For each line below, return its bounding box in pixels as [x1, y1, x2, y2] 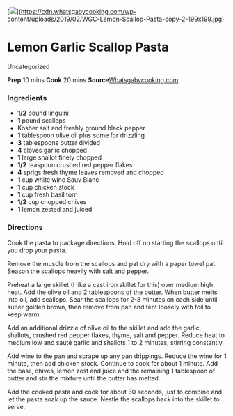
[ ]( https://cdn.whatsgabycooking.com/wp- [7, 8, 137, 15]
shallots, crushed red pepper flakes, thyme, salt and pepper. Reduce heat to [7, 331, 225, 339]
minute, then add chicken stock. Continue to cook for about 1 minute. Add [7, 359, 218, 367]
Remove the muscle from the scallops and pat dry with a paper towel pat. [7, 259, 217, 268]
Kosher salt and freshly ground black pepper [17, 124, 146, 132]
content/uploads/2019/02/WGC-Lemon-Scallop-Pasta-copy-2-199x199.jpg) [7, 15, 225, 23]
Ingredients [7, 93, 47, 102]
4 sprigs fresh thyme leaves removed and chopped [17, 168, 165, 177]
